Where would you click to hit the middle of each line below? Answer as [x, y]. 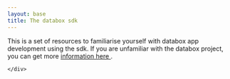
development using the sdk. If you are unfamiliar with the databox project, [116, 48]
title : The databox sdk [43, 21]
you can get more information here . [60, 56]
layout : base [27, 14]
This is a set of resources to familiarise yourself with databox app [103, 41]
